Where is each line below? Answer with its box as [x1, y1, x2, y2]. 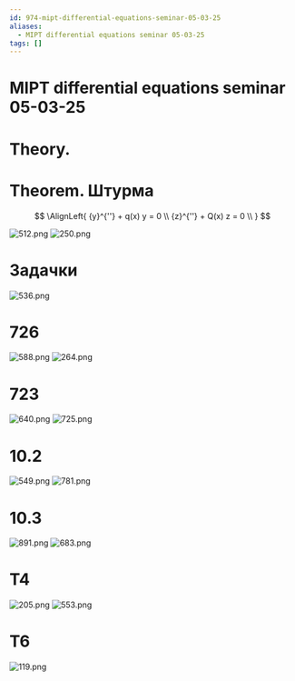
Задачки [9, 260, 78, 280]
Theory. [9, 138, 71, 159]
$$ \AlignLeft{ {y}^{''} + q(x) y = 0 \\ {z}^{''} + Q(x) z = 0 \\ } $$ [34, 210, 271, 221]
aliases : [9, 22, 43, 31]
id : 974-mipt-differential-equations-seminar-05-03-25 [9, 13, 221, 23]
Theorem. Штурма [9, 180, 154, 201]
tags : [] [9, 38, 43, 48]
